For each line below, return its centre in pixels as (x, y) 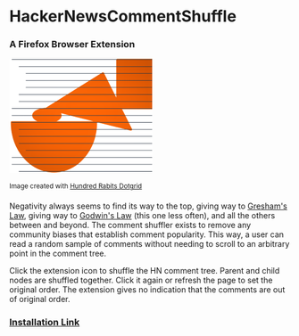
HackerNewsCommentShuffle (123, 16)
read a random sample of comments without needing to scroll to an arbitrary (149, 244)
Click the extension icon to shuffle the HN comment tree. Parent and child (145, 271)
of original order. (40, 299)
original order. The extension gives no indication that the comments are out (147, 290)
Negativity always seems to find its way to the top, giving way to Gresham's (148, 206)
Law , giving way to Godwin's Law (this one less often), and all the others (142, 216)
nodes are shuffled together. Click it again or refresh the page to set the (141, 280)
